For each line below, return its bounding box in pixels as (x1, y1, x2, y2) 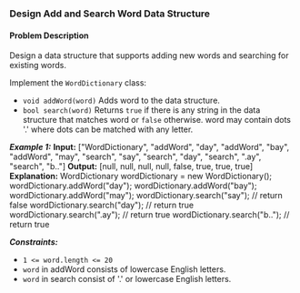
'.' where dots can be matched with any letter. (22, 124, 194, 135)
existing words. (9, 60, 66, 71)
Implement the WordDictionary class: (9, 77, 147, 88)
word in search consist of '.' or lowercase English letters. (22, 274, 232, 285)
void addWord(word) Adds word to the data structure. (22, 95, 221, 106)
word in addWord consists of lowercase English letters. (22, 264, 226, 275)
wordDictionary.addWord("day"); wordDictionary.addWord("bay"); (9, 180, 257, 191)
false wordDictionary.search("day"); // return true (9, 199, 194, 211)
